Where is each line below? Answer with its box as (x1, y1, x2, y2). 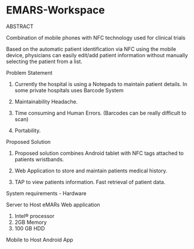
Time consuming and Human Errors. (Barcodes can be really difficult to (14, 109, 186, 116)
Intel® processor (14, 212, 55, 219)
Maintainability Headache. (14, 98, 78, 105)
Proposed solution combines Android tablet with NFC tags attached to (14, 150, 184, 157)
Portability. (14, 127, 41, 134)
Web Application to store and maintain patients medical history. (14, 167, 168, 174)
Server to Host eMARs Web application (6, 201, 101, 208)
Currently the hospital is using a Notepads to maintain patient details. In (14, 80, 188, 88)
